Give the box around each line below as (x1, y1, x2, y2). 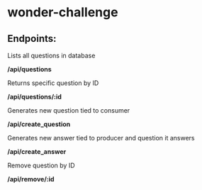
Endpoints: (7, 33, 57, 45)
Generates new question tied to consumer (7, 106, 130, 114)
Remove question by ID (7, 161, 75, 169)
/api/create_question (7, 120, 71, 128)
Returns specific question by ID (7, 79, 99, 87)
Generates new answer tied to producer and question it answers (7, 134, 195, 142)
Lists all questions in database (7, 51, 96, 60)
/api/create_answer (7, 147, 67, 156)
